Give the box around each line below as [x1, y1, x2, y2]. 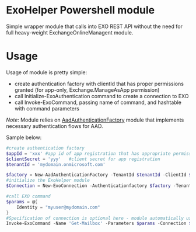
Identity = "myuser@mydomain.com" [16, 204, 100, 210]
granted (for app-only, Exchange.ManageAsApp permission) [14, 86, 160, 94]
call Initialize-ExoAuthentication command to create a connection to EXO [14, 92, 189, 99]
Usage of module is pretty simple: [6, 68, 87, 76]
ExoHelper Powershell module [6, 4, 155, 17]
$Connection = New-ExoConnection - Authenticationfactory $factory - [6, 183, 176, 189]
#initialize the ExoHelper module [6, 178, 90, 183]
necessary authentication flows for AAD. [6, 122, 103, 129]
